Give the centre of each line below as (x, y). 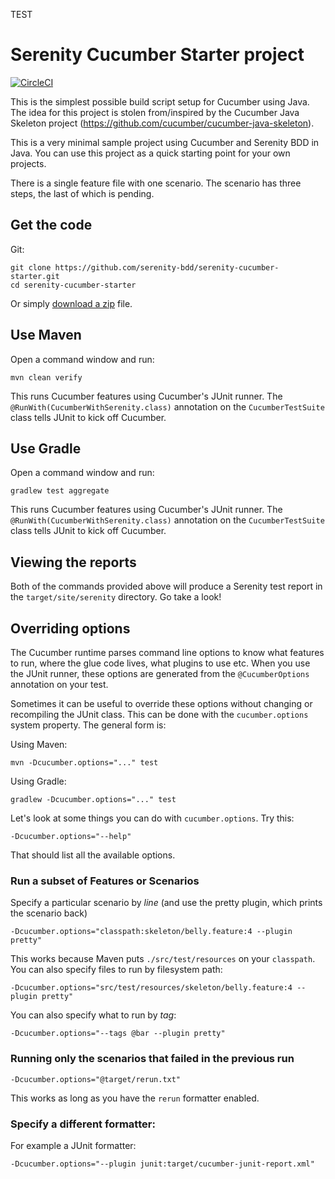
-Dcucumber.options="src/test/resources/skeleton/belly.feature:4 (151, 988)
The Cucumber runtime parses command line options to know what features (167, 652)
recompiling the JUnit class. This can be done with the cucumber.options (159, 714)
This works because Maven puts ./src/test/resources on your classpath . (163, 959)
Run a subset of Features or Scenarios (105, 881)
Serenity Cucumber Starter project (157, 55)
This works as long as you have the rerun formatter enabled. (135, 1098)
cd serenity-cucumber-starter (73, 285)
